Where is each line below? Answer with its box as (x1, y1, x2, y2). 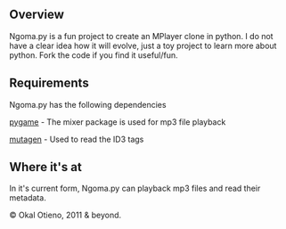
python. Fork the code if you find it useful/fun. (9, 49, 178, 61)
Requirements (9, 76, 89, 91)
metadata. (9, 192, 46, 203)
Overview (9, 7, 65, 22)
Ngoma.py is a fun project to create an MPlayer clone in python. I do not (9, 30, 274, 41)
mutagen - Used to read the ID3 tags (9, 134, 144, 144)
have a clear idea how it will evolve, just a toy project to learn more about (9, 40, 277, 51)
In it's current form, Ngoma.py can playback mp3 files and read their (9, 183, 261, 194)
